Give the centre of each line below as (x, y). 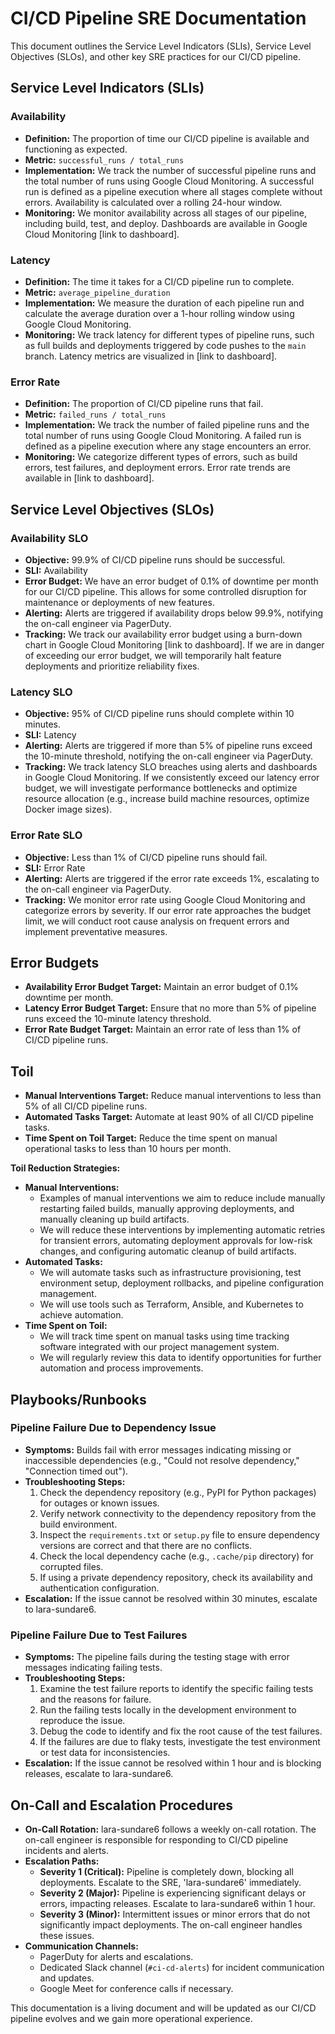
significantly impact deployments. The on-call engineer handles (171, 1924)
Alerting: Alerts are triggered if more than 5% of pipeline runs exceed (168, 746)
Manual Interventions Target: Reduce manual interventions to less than (173, 1096)
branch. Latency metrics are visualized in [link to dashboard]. (151, 356)
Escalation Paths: (62, 1861)
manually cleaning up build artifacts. (114, 1219)
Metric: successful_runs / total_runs (104, 159)
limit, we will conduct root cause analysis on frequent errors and (157, 921)
